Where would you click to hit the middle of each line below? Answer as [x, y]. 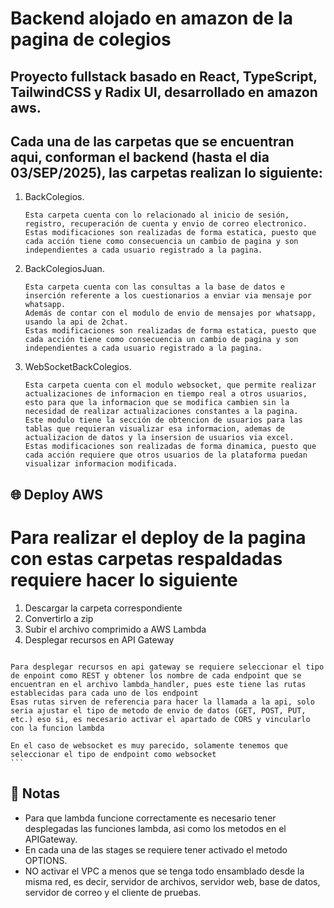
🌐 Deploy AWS [57, 494]
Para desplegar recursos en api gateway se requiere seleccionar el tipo [167, 667]
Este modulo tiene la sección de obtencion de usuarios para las [163, 420]
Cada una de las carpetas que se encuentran [152, 141]
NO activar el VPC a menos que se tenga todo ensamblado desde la [164, 871]
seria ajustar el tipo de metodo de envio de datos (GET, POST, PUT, [158, 710]
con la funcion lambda [57, 728]
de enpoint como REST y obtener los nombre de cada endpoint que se [156, 675]
